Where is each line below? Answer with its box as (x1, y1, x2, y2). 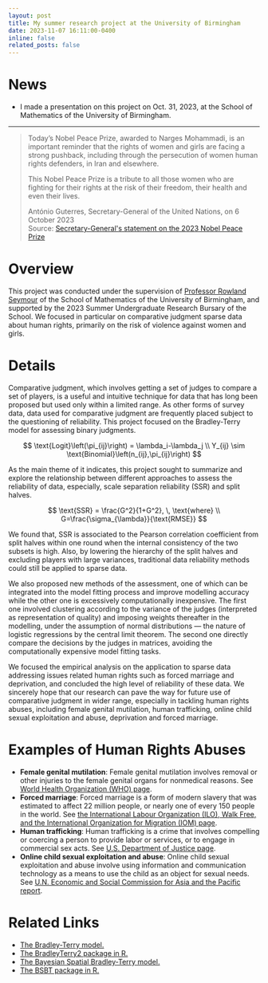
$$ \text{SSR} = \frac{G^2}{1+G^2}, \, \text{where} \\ (47, 505, 221, 515)
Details (8, 356, 56, 375)
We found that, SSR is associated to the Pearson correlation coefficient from (8, 529, 259, 539)
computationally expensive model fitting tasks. (8, 647, 161, 656)
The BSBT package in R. (19, 965, 100, 975)
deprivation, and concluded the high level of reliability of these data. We (8, 678, 245, 688)
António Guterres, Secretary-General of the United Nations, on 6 (27, 206, 239, 216)
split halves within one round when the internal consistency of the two (8, 537, 238, 547)
